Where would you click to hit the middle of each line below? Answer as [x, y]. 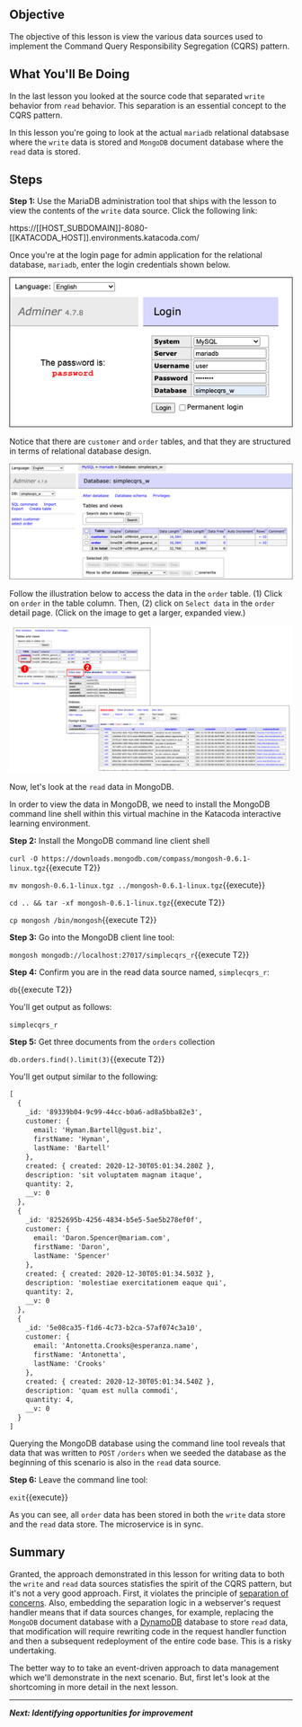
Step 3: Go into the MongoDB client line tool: [92, 937]
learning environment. [50, 823]
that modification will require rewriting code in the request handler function [148, 1631]
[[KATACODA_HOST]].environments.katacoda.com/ [104, 238]
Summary [37, 1552]
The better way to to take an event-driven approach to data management [144, 1668]
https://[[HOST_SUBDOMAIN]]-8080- [79, 228]
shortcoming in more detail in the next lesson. [94, 1687]
